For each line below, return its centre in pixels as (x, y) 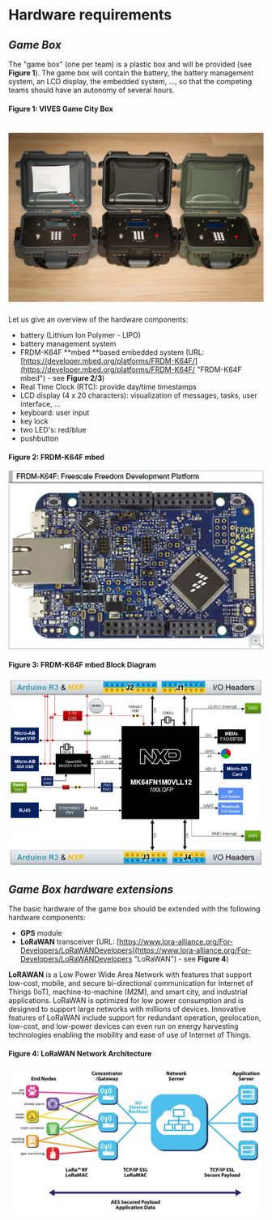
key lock (34, 421)
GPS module (41, 933)
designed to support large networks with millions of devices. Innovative (127, 1009)
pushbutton (39, 438)
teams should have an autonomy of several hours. (92, 90)
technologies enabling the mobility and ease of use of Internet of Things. (130, 1035)
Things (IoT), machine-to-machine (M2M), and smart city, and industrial (128, 992)
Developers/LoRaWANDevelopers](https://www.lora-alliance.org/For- (136, 950)
